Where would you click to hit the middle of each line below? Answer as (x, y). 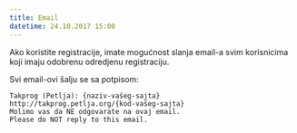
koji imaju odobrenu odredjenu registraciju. (89, 62)
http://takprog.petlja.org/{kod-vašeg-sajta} (97, 104)
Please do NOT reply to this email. (79, 119)
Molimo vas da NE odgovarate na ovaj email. (95, 111)
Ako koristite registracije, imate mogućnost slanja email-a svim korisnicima (149, 52)
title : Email (34, 18)
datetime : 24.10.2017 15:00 (63, 26)
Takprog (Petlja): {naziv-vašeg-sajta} (85, 96)
